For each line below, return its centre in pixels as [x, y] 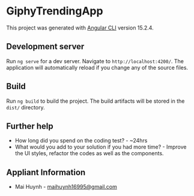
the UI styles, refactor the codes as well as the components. [89, 153]
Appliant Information [46, 172]
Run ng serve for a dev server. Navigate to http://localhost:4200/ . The [95, 61]
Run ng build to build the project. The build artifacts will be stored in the [95, 101]
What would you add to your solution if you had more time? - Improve [101, 147]
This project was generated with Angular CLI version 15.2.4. [80, 28]
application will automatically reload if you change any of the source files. [97, 67]
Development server [45, 47]
